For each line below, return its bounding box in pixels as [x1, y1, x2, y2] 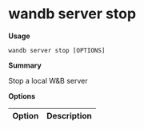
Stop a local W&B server [8, 76, 88, 85]
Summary [8, 61, 42, 70]
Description [46, 110, 92, 121]
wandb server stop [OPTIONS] [8, 46, 106, 54]
